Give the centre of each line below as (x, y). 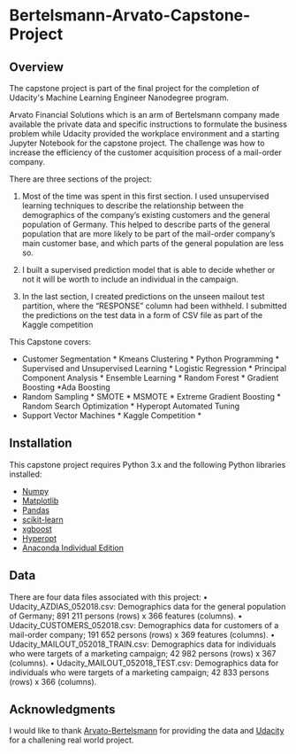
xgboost (37, 529)
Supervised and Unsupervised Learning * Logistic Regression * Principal (154, 368)
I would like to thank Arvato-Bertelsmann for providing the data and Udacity (147, 731)
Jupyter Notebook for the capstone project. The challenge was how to (137, 143)
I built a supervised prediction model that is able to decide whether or (148, 270)
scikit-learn (42, 519)
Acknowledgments (63, 710)
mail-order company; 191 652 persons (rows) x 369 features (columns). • (142, 634)
